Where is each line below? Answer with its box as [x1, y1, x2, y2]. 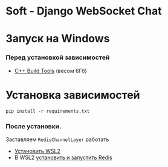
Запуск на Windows [5, 32, 110, 46]
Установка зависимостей [5, 88, 140, 102]
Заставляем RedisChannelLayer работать [5, 136, 109, 143]
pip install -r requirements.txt [5, 108, 90, 114]
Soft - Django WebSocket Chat [5, 4, 162, 18]
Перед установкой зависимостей [5, 53, 110, 61]
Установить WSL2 [14, 147, 61, 154]
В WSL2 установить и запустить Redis [14, 154, 112, 161]
